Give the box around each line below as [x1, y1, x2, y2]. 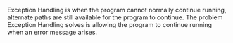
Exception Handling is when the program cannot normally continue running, [7, 6, 227, 14]
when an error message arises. [7, 28, 97, 36]
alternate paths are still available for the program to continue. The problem [7, 13, 223, 21]
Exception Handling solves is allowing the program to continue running [7, 21, 213, 28]
